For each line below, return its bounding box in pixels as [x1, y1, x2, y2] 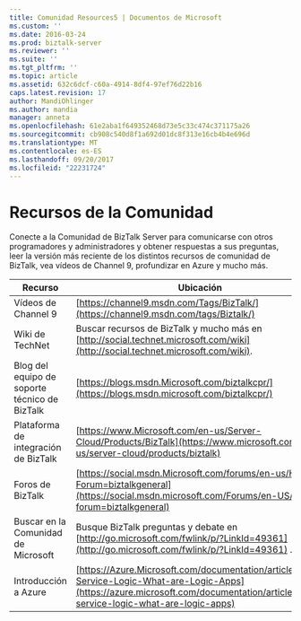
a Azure [13, 586, 47, 599]
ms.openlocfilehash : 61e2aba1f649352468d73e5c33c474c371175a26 [9, 122, 251, 131]
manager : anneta [9, 113, 70, 122]
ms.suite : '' [9, 55, 58, 64]
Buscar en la [13, 515, 66, 528]
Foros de [13, 478, 51, 491]
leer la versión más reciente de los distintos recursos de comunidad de [9, 250, 271, 261]
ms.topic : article [9, 72, 78, 81]
